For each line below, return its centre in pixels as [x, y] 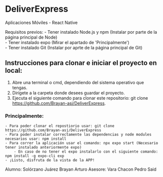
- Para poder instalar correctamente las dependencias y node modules [78, 135]
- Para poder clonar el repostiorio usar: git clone [60, 126]
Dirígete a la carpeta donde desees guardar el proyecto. [68, 93]
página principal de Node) [31, 37]
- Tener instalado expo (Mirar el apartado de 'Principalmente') [67, 42]
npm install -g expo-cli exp [35, 156]
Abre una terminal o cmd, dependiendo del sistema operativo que [78, 82]
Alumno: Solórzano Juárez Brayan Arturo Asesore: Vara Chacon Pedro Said [81, 169]
